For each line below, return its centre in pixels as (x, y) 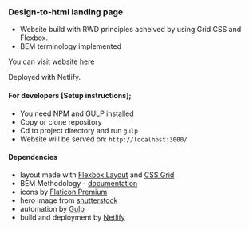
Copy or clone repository (61, 121)
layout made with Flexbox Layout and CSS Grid (97, 175)
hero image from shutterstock (69, 200)
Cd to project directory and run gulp (79, 130)
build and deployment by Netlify (72, 217)
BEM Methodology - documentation (79, 183)
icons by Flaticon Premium (63, 192)
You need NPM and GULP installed (77, 113)
